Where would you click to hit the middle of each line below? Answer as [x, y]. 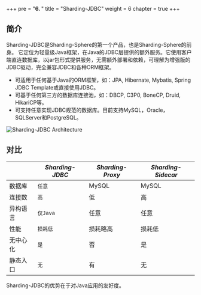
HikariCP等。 [31, 102]
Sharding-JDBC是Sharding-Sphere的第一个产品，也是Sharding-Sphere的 [96, 44]
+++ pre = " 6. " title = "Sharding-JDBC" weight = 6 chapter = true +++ [93, 9]
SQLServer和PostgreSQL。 [48, 117]
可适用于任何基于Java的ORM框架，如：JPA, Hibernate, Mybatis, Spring [103, 80]
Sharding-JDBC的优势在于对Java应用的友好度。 [65, 285]
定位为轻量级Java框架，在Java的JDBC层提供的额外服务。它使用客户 [108, 52]
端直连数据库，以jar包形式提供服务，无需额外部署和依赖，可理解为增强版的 [98, 59]
